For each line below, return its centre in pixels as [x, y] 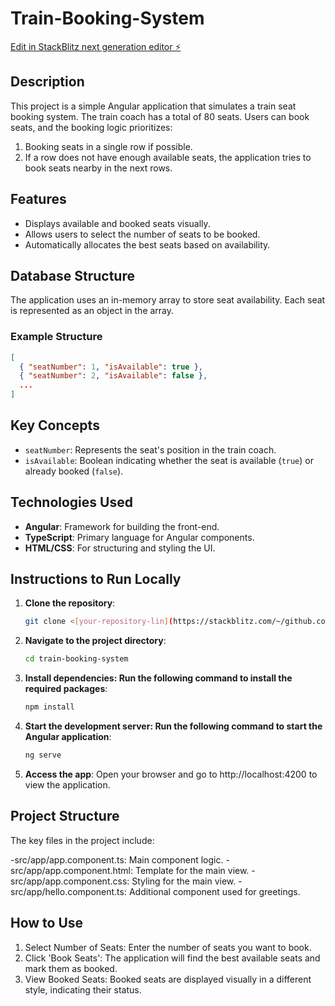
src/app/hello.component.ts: [68, 891]
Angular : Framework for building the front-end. [122, 526]
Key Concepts [55, 425]
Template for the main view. [192, 870]
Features [38, 199]
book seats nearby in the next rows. [98, 168]
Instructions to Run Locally [96, 579]
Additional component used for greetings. [214, 891]
